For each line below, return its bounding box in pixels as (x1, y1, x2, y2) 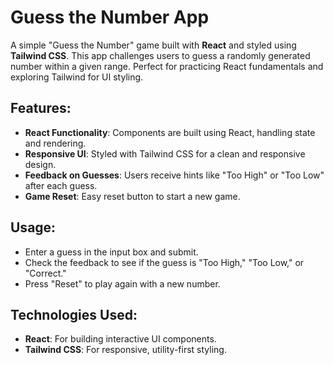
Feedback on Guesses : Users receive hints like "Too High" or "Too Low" (24, 169, 325, 181)
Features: (10, 100, 72, 117)
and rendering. (24, 137, 87, 149)
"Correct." (24, 267, 67, 279)
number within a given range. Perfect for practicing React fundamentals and (10, 60, 324, 72)
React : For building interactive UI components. (24, 333, 217, 345)
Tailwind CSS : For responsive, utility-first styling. (24, 344, 227, 356)
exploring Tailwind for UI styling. (10, 71, 144, 83)
